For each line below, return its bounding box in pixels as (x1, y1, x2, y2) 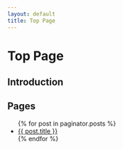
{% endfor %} (17, 134, 59, 143)
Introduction (7, 76, 64, 88)
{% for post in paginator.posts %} (17, 119, 117, 128)
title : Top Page (7, 17, 55, 24)
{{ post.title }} (17, 126, 58, 135)
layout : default (7, 10, 55, 18)
